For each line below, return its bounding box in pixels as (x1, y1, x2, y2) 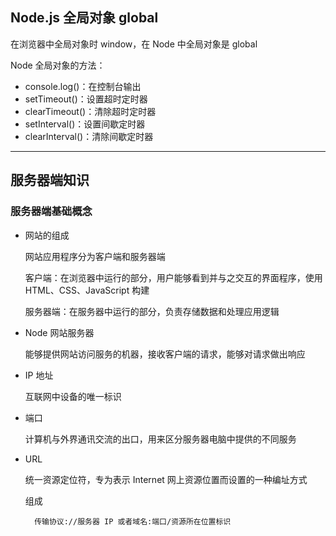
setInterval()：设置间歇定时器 (24, 118, 146, 130)
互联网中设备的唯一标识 (24, 390, 122, 402)
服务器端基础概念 (10, 204, 93, 218)
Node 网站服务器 (24, 326, 95, 338)
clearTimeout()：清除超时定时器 (24, 105, 157, 117)
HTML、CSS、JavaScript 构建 (24, 284, 150, 296)
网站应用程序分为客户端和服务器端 (24, 250, 166, 262)
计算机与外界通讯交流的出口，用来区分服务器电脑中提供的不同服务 (24, 433, 297, 445)
